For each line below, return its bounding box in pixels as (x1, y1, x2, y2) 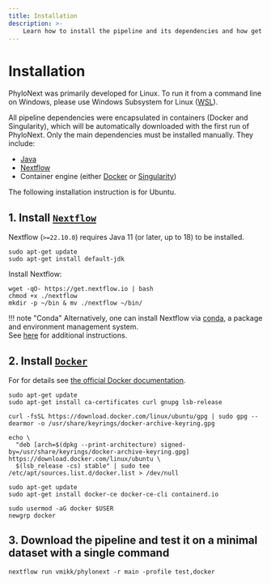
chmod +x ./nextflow (8, 292, 78, 301)
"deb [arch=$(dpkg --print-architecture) (15, 441, 158, 449)
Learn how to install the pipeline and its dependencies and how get (23, 27, 263, 35)
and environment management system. (8, 322, 139, 332)
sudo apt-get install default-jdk (8, 255, 125, 263)
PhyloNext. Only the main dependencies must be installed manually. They (8, 130, 253, 140)
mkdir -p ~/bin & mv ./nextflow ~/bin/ (8, 299, 143, 308)
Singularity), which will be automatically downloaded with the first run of (8, 121, 249, 131)
